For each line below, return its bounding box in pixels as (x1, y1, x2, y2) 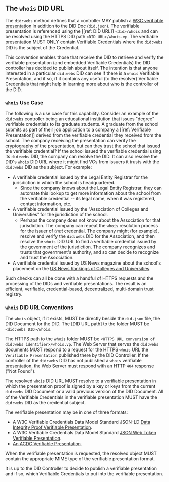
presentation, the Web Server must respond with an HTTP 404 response (5, 363, 154, 369)
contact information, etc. (20, 201, 72, 207)
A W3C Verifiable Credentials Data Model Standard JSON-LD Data (12, 419, 150, 425)
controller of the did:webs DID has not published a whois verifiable (5, 358, 142, 364)
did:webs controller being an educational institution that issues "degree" (5, 116, 155, 122)
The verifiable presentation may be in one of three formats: (5, 409, 128, 415)
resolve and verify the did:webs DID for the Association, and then (20, 233, 155, 239)
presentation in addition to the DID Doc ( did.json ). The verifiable (5, 23, 140, 29)
